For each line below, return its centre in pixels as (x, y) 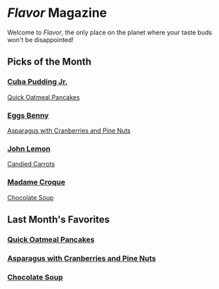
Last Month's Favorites (59, 219)
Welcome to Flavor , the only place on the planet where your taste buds (110, 32)
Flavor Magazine (57, 13)
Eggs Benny (28, 115)
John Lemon (29, 149)
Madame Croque (36, 182)
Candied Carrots (31, 164)
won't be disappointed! (40, 39)
